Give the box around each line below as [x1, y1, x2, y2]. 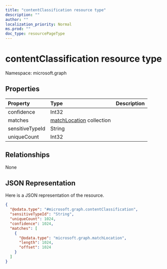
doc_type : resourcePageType [5, 31, 65, 36]
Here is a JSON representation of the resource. [5, 192, 105, 199]
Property [8, 100, 30, 107]
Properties [5, 85, 40, 93]
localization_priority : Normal [5, 21, 72, 27]
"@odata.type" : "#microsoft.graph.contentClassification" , [10, 207, 138, 212]
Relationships [5, 151, 50, 159]
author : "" [5, 17, 29, 22]
